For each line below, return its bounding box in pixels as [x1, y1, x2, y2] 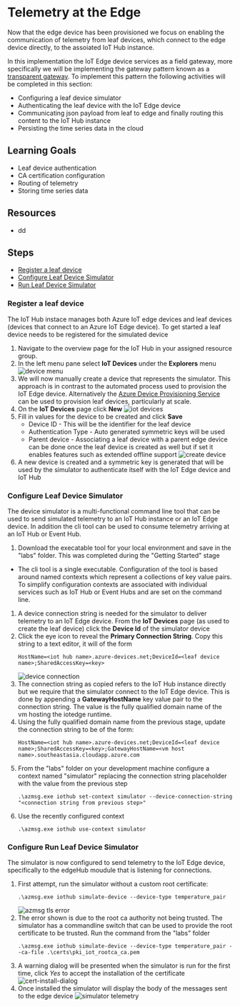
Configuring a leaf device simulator [17, 94, 121, 102]
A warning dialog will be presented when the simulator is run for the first [17, 961, 231, 970]
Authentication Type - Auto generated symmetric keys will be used [28, 427, 225, 436]
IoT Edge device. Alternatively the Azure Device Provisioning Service [17, 389, 220, 398]
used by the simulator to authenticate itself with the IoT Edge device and [17, 465, 231, 474]
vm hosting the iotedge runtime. [17, 710, 112, 718]
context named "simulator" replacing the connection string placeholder [17, 771, 227, 780]
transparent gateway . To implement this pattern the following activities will [7, 72, 226, 81]
